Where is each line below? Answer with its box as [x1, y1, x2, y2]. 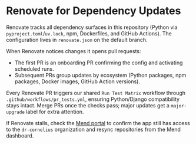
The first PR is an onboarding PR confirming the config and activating [14, 59, 183, 66]
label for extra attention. [26, 108, 84, 115]
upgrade [6, 109, 25, 115]
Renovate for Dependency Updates [6, 4, 181, 18]
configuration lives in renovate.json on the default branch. [6, 36, 148, 43]
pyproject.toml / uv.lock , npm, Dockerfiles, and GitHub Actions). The [6, 30, 172, 37]
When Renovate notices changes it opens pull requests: [6, 47, 141, 54]
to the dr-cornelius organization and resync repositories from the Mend [6, 126, 181, 133]
